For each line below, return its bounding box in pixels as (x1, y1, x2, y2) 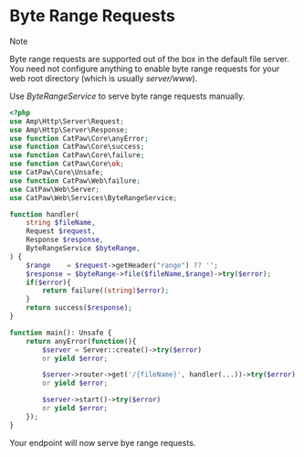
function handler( (9, 209, 79, 219)
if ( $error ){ (26, 278, 71, 287)
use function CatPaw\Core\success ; (9, 143, 145, 152)
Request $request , (26, 227, 96, 236)
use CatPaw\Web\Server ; (9, 185, 100, 194)
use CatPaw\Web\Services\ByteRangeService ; (9, 193, 178, 202)
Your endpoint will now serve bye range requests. (9, 437, 196, 448)
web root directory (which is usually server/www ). (9, 72, 198, 83)
